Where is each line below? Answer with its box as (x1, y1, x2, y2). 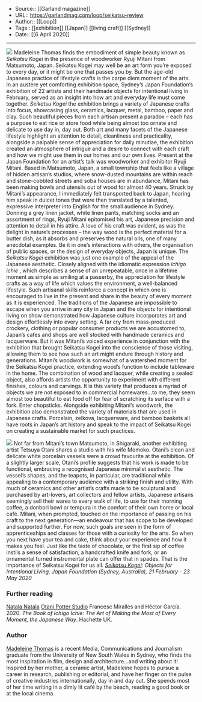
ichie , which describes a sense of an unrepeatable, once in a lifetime (6, 267, 178, 274)
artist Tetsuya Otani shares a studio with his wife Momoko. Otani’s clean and (6, 446, 195, 453)
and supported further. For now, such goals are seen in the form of (6, 523, 171, 530)
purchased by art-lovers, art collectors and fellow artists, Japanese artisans (6, 491, 194, 498)
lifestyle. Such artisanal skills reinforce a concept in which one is (6, 286, 167, 293)
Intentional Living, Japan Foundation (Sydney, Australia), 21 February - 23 (6, 568, 191, 575)
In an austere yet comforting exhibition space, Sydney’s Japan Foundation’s (6, 81, 194, 88)
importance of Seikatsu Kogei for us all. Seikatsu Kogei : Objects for (6, 561, 173, 569)
